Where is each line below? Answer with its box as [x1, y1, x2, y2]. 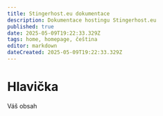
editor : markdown [7, 42, 58, 49]
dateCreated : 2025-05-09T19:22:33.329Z [7, 49, 123, 56]
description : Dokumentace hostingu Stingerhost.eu [7, 17, 157, 24]
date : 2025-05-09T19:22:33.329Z [7, 29, 101, 37]
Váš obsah [7, 101, 37, 110]
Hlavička [7, 79, 59, 94]
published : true [7, 23, 54, 30]
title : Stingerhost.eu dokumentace [7, 10, 110, 17]
